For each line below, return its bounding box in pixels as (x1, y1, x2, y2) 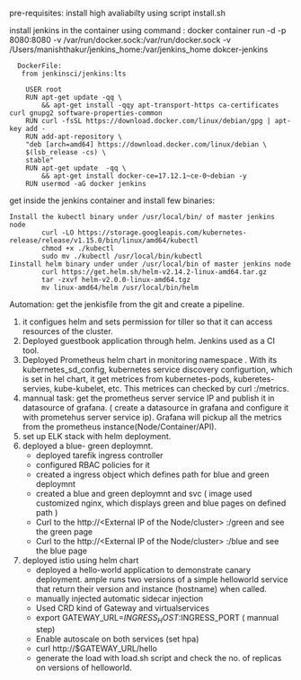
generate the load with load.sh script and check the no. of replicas (35, 652, 282, 663)
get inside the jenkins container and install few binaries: (9, 195, 216, 206)
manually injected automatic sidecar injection (35, 593, 204, 604)
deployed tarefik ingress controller (35, 450, 164, 461)
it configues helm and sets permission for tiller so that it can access (22, 316, 273, 327)
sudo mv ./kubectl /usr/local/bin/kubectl (41, 252, 203, 261)
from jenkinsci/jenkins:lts (21, 69, 127, 78)
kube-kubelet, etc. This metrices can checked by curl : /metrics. (53, 384, 289, 393)
